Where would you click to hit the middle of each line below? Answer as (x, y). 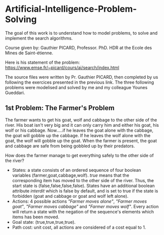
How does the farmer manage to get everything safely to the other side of (80, 155)
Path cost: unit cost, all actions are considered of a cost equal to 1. (79, 227)
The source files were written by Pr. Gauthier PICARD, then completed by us (82, 77)
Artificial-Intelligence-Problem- (71, 9)
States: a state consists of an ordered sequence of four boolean (76, 170)
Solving (21, 19)
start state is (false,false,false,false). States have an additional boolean (83, 186)
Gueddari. (15, 93)
